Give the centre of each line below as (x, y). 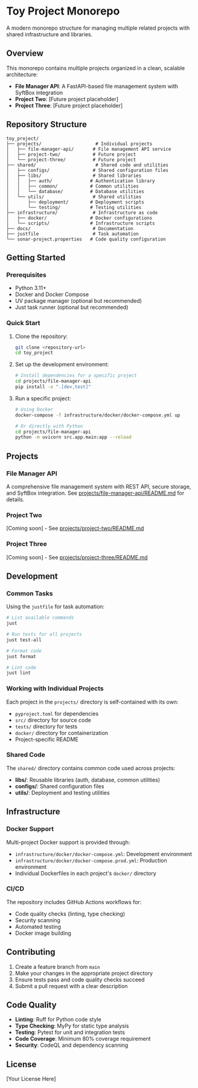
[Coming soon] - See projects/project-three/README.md (77, 557)
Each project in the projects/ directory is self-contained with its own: (92, 702)
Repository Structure (47, 124)
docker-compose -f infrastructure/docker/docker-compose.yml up (97, 415)
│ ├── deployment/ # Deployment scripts (75, 202)
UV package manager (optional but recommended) (78, 301)
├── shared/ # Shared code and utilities (88, 165)
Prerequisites (26, 275)
